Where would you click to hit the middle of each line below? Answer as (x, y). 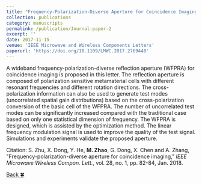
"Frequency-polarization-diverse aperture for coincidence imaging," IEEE (97, 156)
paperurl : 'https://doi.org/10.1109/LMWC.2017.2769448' (78, 51)
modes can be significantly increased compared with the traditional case (96, 112)
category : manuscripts (35, 23)
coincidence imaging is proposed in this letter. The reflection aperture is (95, 74)
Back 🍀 (15, 174)
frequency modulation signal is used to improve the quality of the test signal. (101, 132)
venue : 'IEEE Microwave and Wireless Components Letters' (80, 46)
